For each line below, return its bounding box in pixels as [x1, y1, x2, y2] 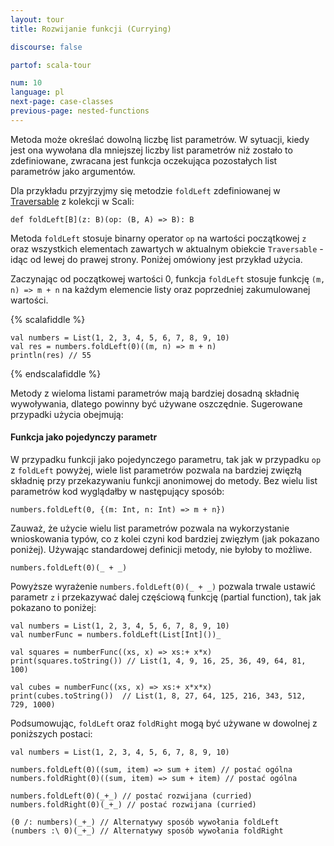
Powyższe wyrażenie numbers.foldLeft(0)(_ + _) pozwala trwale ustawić [10, 580, 316, 592]
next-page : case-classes [10, 97, 114, 107]
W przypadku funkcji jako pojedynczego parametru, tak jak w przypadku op [10, 453, 322, 465]
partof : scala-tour [10, 60, 92, 70]
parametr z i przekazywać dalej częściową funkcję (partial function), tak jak [10, 591, 322, 603]
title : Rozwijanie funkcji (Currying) [10, 24, 172, 34]
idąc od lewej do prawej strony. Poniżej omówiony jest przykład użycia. [10, 253, 303, 265]
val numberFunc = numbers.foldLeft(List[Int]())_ [10, 629, 222, 640]
